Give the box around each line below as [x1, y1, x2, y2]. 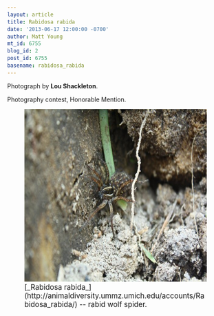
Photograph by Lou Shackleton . [7, 81, 98, 90]
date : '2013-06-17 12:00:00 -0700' [7, 26, 109, 32]
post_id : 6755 [7, 55, 48, 62]
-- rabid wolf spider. [78, 299, 147, 309]
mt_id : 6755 [7, 40, 41, 48]
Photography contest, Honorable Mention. [7, 95, 127, 103]
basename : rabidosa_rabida [7, 62, 85, 69]
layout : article [7, 11, 54, 18]
